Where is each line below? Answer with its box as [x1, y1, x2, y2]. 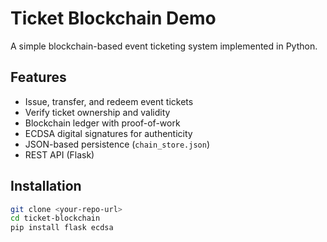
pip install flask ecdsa [10, 223, 114, 233]
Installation [10, 178, 82, 195]
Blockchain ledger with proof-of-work [24, 117, 181, 129]
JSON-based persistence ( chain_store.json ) [24, 138, 211, 150]
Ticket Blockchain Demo [10, 7, 217, 30]
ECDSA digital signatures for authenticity [24, 127, 193, 139]
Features [10, 69, 67, 86]
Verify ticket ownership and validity [24, 106, 171, 118]
